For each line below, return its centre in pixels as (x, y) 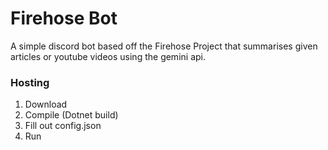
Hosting (30, 82)
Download (46, 104)
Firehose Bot (64, 18)
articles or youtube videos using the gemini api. (108, 56)
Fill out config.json (63, 126)
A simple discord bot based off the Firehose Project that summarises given (164, 46)
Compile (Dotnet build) (71, 115)
